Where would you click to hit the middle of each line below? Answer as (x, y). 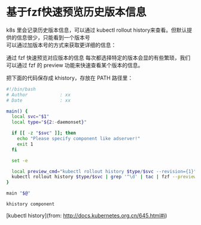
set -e (20, 160)
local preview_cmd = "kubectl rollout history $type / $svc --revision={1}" (104, 171)
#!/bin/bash (21, 89)
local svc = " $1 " (31, 117)
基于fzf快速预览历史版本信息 (76, 12)
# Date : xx (38, 100)
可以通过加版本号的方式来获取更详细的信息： (61, 45)
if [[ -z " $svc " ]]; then (44, 133)
